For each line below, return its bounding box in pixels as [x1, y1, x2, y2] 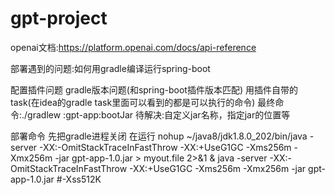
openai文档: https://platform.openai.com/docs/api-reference [10, 41, 257, 53]
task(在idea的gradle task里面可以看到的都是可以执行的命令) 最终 [10, 96, 276, 108]
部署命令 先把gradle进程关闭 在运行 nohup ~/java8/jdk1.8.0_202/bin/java [10, 130, 308, 142]
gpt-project [10, 7, 108, 30]
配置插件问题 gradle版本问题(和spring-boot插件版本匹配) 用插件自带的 [10, 83, 298, 96]
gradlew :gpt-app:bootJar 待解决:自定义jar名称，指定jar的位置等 [27, 108, 291, 121]
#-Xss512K [56, 173, 102, 185]
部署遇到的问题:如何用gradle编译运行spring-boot [10, 62, 211, 74]
